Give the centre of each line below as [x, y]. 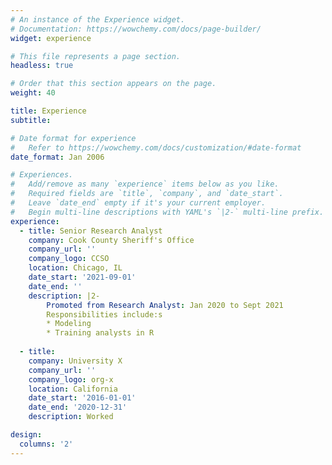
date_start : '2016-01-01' [82, 398]
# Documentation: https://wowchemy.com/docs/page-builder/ [136, 29]
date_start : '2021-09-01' [82, 277]
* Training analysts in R [100, 333]
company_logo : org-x [71, 379]
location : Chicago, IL [75, 268]
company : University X [75, 361]
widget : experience [51, 38]
